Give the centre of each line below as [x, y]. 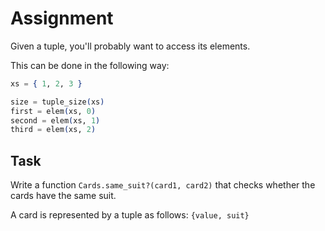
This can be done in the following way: [90, 65]
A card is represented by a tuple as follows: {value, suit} [130, 215]
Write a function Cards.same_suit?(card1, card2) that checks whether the [163, 185]
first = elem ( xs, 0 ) [53, 111]
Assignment [62, 18]
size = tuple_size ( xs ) [57, 102]
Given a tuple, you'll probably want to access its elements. [130, 46]
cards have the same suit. [63, 196]
